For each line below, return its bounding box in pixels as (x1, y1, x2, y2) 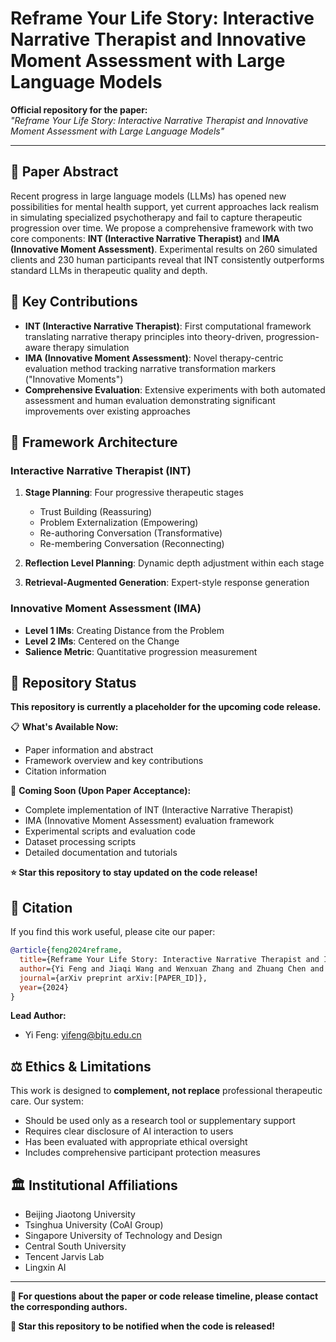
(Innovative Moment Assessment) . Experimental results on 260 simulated (10, 243, 318, 255)
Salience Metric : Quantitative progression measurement (24, 645, 258, 657)
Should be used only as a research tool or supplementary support (24, 1115, 296, 1127)
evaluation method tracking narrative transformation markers (24, 362, 277, 374)
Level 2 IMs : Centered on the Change (24, 635, 180, 647)
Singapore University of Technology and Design (24, 1230, 223, 1242)
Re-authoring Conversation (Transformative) (39, 527, 223, 539)
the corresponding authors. (10, 1301, 128, 1313)
